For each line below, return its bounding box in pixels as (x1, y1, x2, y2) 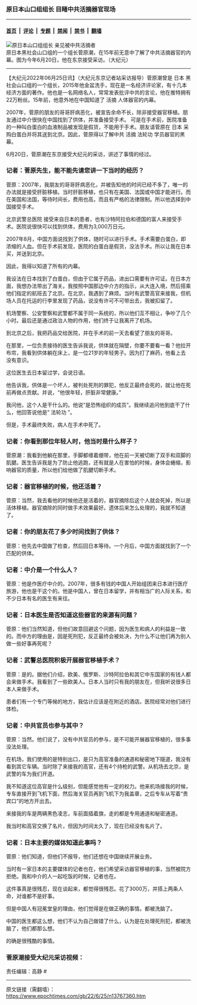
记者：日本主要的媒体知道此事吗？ (6, 838, 103, 846)
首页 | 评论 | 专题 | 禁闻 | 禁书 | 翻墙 (6, 27, 102, 34)
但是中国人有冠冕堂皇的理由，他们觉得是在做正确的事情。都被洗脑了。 (6, 905, 176, 912)
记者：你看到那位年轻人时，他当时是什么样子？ (6, 437, 138, 445)
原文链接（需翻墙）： (6, 986, 55, 993)
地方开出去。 (23, 797, 55, 804)
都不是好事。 (26, 893, 57, 900)
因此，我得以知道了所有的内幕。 (6, 263, 83, 270)
